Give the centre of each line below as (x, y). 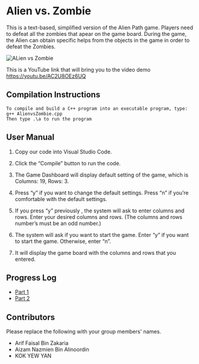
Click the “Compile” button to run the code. (68, 163)
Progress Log (31, 278)
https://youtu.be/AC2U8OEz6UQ (46, 76)
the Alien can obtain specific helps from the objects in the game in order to (98, 40)
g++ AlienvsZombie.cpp (34, 114)
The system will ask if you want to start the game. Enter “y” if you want (102, 235)
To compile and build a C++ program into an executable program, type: (97, 109)
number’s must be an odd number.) (58, 223)
